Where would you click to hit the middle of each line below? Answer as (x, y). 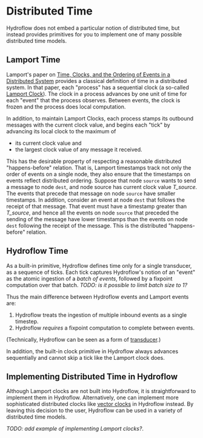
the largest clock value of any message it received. (78, 149)
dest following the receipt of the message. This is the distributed (87, 225)
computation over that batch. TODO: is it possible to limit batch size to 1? (97, 285)
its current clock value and (48, 143)
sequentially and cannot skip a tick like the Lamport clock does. (85, 357)
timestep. (27, 321)
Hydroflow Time (37, 251)
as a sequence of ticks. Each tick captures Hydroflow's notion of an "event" (101, 272)
